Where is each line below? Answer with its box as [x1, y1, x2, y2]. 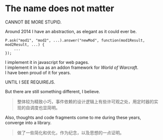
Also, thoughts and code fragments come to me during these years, [5, 114, 142, 120]
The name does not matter [5, 3, 115, 14]
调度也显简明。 [30, 104, 60, 110]
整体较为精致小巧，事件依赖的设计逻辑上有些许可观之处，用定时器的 [17, 99, 154, 104]
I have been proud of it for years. [5, 69, 71, 76]
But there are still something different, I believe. [5, 88, 100, 94]
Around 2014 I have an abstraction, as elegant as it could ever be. [5, 28, 137, 34]
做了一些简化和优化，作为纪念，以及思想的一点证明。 [17, 130, 124, 136]
